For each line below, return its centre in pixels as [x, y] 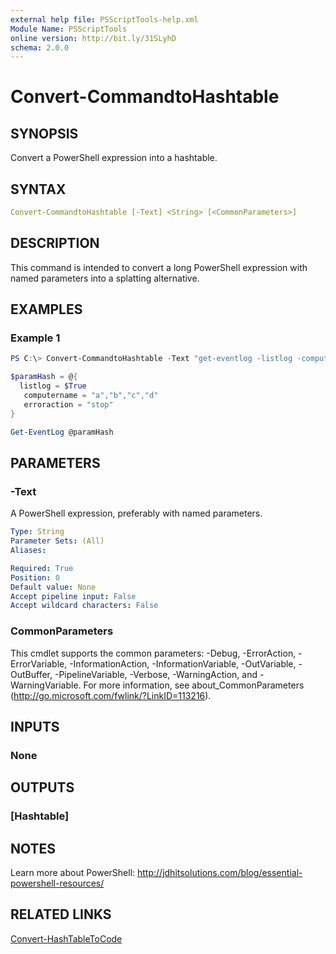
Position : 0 [35, 577]
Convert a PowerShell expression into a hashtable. [114, 158]
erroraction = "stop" [68, 404]
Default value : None [53, 587]
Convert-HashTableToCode [66, 938]
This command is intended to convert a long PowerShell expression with [159, 267]
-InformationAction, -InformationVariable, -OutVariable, [183, 663]
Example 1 [35, 338]
